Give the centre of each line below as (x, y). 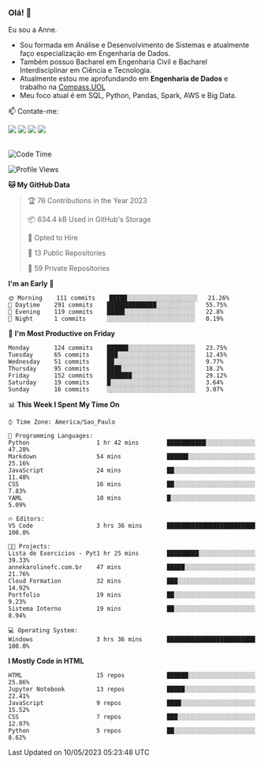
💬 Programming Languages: (50, 436)
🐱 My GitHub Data (39, 185)
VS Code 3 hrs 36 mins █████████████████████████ (132, 526)
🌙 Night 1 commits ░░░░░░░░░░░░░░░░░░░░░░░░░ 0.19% (116, 319)
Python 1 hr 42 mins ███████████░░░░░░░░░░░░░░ (132, 443)
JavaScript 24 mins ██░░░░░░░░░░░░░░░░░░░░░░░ (132, 471)
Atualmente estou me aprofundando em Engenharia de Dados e (124, 79)
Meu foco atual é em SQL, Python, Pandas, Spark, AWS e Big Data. (128, 96)
